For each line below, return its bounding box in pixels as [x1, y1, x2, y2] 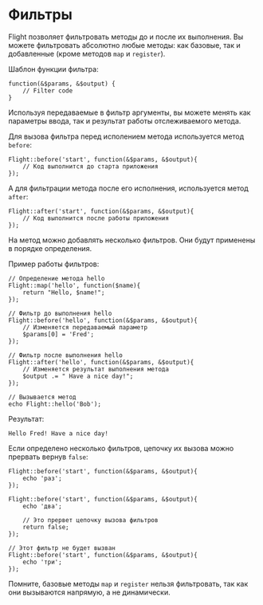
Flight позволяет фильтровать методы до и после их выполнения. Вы [8, 32, 244, 41]
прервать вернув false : [8, 452, 89, 462]
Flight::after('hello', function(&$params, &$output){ [8, 358, 194, 366]
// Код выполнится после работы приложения [22, 214, 170, 222]
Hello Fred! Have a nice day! [8, 429, 109, 438]
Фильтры [8, 6, 73, 24]
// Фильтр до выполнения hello [8, 309, 112, 317]
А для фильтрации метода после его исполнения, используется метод [8, 183, 249, 193]
